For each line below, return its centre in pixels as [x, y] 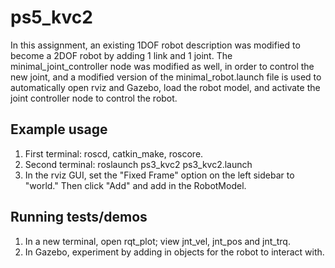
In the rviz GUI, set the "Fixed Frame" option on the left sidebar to [159, 175]
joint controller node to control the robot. [94, 98]
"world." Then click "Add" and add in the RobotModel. [135, 185]
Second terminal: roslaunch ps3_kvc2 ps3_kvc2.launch [138, 164]
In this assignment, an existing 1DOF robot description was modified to [155, 45]
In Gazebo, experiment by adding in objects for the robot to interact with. [174, 252]
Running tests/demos [79, 217]
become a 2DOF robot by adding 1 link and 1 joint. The [121, 55]
